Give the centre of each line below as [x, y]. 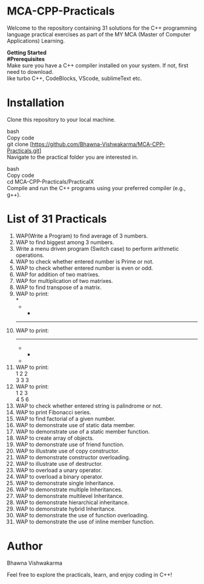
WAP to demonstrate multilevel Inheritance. [70, 496]
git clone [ [19, 144]
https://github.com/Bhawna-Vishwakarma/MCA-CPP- [98, 144]
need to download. [30, 71]
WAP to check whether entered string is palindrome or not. [89, 406]
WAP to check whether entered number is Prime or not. [84, 261]
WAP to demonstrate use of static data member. [75, 425]
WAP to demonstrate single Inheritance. [65, 483]
